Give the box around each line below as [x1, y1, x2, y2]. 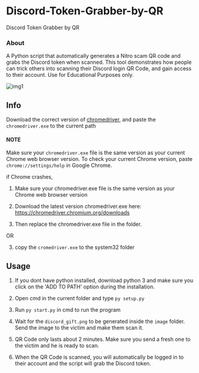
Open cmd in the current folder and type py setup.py [14, 295, 144, 302]
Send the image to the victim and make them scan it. [14, 324, 144, 331]
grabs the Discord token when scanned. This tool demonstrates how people [6, 58, 192, 66]
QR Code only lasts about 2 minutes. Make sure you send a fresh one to [14, 335, 191, 343]
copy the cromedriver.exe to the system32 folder [14, 244, 135, 251]
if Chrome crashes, [6, 173, 53, 181]
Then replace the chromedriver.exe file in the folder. [14, 220, 142, 228]
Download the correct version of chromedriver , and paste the [6, 116, 156, 123]
